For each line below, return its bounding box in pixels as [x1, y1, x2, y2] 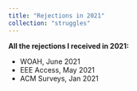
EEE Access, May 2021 [19, 65, 96, 74]
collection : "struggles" [8, 19, 91, 27]
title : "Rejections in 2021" [8, 11, 105, 20]
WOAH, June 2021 [19, 57, 81, 66]
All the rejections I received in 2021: [8, 41, 129, 50]
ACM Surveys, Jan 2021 [19, 73, 99, 83]
